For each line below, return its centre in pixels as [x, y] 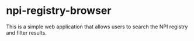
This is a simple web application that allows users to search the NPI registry [97, 27]
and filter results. [26, 32]
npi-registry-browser [59, 11]
